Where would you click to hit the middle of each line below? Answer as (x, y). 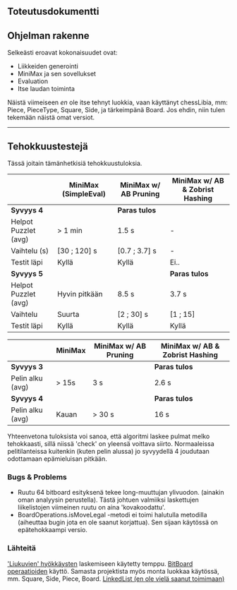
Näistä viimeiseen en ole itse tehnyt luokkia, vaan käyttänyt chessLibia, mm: (117, 102)
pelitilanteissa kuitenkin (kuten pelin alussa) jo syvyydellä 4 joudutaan (109, 452)
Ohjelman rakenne (48, 36)
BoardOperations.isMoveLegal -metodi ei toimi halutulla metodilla (112, 515)
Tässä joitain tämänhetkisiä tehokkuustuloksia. (75, 163)
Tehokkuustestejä (48, 146)
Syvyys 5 (27, 274)
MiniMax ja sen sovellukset (57, 74)
